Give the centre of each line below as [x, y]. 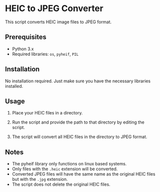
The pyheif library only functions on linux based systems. [69, 164]
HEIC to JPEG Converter [54, 8]
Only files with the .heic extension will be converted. [65, 169]
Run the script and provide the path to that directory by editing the [78, 122]
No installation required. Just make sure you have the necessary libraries [78, 81]
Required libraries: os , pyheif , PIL [45, 54]
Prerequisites [26, 37]
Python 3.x [23, 48]
